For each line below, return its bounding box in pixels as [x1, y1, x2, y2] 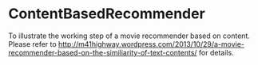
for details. [198, 48, 234, 57]
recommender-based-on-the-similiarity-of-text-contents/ [8, 48, 197, 57]
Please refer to [8, 39, 58, 48]
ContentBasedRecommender [8, 5, 205, 23]
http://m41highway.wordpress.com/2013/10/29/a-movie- [58, 39, 245, 48]
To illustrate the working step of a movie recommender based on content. [8, 31, 250, 40]
